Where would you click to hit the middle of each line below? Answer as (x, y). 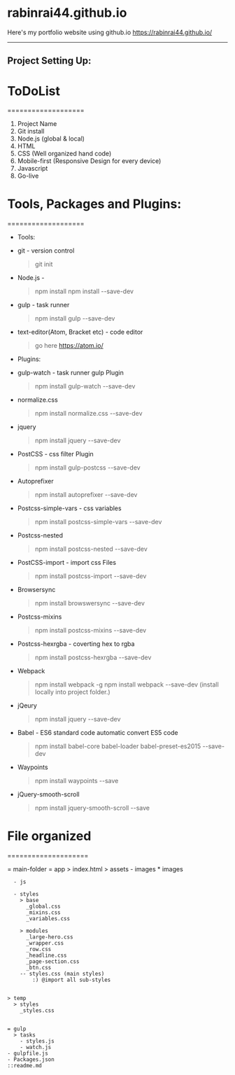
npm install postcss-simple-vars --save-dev (98, 522)
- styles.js (37, 1041)
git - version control (46, 251)
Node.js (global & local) (51, 139)
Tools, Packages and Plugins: (94, 204)
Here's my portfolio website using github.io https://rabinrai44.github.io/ (110, 32)
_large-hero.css (49, 937)
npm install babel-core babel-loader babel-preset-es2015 (118, 746)
